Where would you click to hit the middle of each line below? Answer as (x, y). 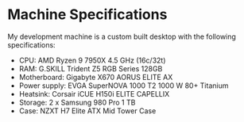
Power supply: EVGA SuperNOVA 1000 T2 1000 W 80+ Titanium (124, 86)
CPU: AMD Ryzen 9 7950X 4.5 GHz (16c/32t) (92, 60)
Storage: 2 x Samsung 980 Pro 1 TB (77, 102)
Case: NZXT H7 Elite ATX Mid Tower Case (87, 111)
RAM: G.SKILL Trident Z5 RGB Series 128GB (91, 68)
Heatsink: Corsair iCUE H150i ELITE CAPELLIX (94, 93)
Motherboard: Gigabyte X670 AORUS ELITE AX (96, 77)
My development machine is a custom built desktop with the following (122, 36)
